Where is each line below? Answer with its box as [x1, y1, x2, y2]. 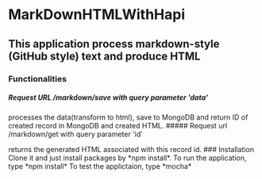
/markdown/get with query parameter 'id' [8, 129, 144, 139]
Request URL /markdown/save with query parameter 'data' [8, 93, 209, 102]
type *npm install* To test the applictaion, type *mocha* [8, 162, 192, 171]
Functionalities [8, 73, 67, 84]
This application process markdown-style [8, 37, 220, 51]
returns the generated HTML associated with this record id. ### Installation [8, 145, 254, 154]
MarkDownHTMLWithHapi [8, 6, 185, 24]
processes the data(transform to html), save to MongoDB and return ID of [8, 112, 249, 122]
